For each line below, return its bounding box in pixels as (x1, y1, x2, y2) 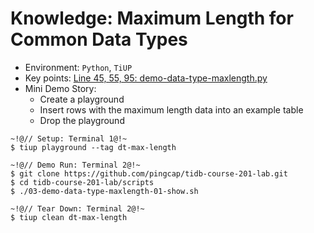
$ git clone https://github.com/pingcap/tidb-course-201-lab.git (10, 168, 288, 179)
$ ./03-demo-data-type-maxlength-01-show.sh (10, 186, 199, 196)
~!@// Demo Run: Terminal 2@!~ (10, 160, 141, 170)
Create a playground (39, 93, 125, 105)
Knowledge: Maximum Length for (10, 7, 294, 30)
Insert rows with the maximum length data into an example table (39, 103, 304, 116)
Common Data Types (10, 28, 188, 51)
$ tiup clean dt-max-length (10, 212, 128, 222)
